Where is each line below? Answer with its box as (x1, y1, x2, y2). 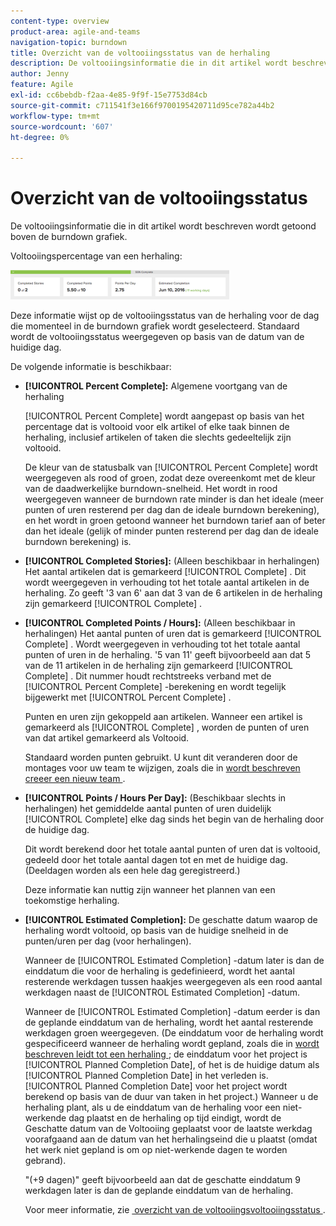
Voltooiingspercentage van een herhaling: (10, 250, 183, 262)
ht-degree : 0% (10, 132, 70, 142)
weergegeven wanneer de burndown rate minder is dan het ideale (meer (24, 493, 325, 505)
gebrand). (24, 1155, 67, 1167)
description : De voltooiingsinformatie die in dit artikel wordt (10, 58, 288, 69)
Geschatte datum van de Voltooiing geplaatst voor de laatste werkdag (24, 1123, 313, 1135)
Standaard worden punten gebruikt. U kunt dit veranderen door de (24, 751, 298, 764)
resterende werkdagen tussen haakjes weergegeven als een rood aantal (24, 976, 323, 988)
